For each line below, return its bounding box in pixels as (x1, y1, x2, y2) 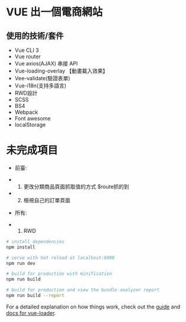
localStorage (14, 121, 46, 128)
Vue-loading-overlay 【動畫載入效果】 (14, 67, 108, 74)
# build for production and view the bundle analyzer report (6, 287, 160, 293)
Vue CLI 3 (14, 47, 40, 54)
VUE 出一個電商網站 (6, 5, 103, 19)
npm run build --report (6, 293, 65, 298)
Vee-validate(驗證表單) (14, 75, 71, 81)
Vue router (14, 53, 41, 60)
